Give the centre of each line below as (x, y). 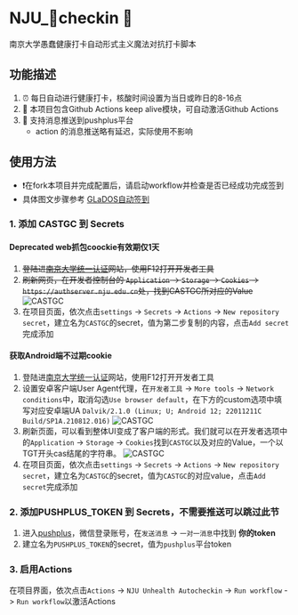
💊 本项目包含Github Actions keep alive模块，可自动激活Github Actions (150, 109)
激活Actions (94, 602)
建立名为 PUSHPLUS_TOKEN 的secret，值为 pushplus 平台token (127, 544)
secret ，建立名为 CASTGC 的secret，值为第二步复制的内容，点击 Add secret (155, 322)
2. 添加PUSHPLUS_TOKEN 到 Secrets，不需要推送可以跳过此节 (145, 512)
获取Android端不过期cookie (61, 356)
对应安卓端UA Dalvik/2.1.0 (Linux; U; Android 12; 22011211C (146, 410)
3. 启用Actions (41, 570)
